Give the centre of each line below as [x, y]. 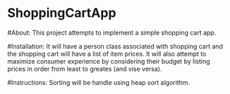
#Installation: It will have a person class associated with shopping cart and [115, 46]
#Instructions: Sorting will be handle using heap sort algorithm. [99, 82]
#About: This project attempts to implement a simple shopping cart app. [112, 33]
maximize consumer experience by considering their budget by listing [109, 61]
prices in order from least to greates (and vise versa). [85, 69]
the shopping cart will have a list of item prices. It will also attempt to [107, 54]
